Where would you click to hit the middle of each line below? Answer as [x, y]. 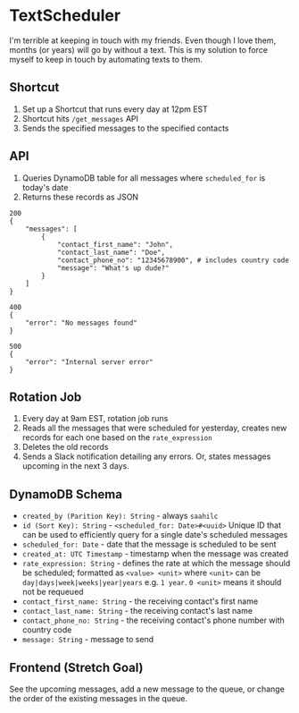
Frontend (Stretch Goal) [77, 667]
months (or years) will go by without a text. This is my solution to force [138, 49]
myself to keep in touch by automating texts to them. [106, 59]
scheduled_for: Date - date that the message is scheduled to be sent [149, 544]
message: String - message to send [88, 640]
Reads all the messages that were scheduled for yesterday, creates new [154, 428]
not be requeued [53, 592]
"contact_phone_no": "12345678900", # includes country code [173, 260]
